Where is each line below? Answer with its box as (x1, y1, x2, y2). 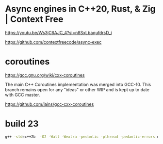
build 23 (5, 118, 39, 129)
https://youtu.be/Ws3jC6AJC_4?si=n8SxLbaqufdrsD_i (5, 30, 112, 35)
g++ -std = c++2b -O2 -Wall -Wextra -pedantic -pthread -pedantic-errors (5, 134, 155, 139)
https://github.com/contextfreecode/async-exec (5, 39, 102, 45)
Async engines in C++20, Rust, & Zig (5, 3, 156, 15)
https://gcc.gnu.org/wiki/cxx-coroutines (5, 72, 85, 78)
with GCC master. (5, 92, 40, 97)
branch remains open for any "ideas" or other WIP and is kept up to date (5, 86, 149, 93)
